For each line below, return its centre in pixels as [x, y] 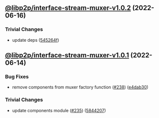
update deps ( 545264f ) [35, 40]
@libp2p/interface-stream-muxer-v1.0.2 [68, 8]
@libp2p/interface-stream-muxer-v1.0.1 [67, 55]
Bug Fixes [17, 76]
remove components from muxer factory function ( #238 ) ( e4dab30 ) [80, 87]
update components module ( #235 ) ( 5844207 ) [59, 110]
